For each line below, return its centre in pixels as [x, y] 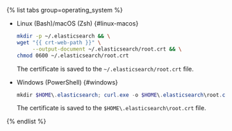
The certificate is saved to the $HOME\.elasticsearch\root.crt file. [111, 108]
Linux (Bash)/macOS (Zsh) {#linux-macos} [77, 23]
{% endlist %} [26, 121]
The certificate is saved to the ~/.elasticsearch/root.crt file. [105, 69]
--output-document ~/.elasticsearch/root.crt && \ [107, 49]
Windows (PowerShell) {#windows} [67, 82]
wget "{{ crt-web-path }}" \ [59, 42]
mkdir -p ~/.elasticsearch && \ [63, 36]
